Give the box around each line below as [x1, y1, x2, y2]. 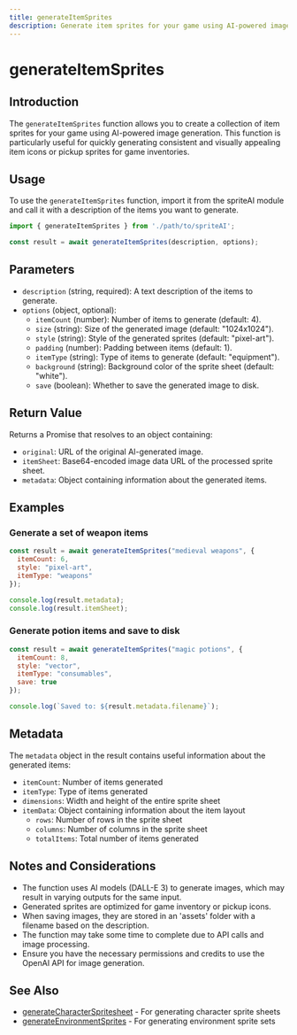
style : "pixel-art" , [17, 563, 93, 572]
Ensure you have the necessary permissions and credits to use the [21, 948, 265, 959]
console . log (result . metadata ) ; [9, 595, 125, 605]
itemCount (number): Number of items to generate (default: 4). [34, 313, 262, 324]
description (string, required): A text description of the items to [21, 285, 254, 297]
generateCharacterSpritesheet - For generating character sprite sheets [21, 1007, 281, 1017]
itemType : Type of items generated [21, 785, 148, 797]
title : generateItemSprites [9, 12, 113, 22]
